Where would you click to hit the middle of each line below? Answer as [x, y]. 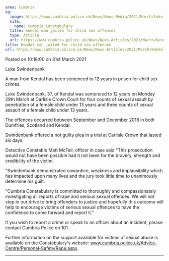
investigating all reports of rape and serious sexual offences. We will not [80, 196]
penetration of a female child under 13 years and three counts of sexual [79, 105]
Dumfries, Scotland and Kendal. [38, 125]
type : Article [24, 35]
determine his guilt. [25, 181]
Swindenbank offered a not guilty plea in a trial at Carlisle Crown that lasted [83, 135]
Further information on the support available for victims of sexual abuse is [82, 237]
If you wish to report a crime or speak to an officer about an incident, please [84, 222]
